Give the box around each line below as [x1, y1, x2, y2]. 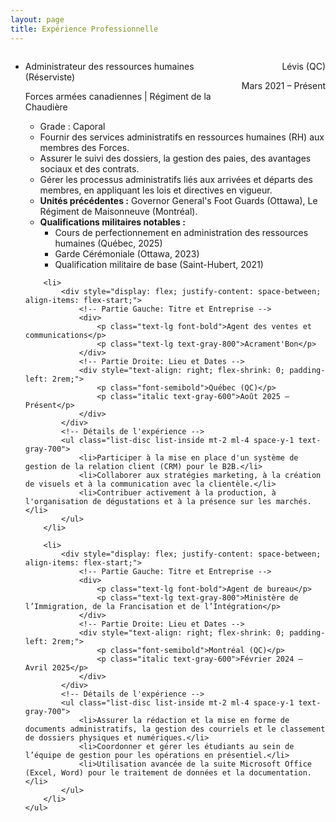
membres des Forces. [39, 141, 130, 153]
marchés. [275, 496, 312, 506]
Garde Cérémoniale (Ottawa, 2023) [54, 247, 200, 260]
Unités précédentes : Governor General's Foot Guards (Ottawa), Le [39, 194, 318, 206]
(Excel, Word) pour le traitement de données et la [24, 767, 245, 778]
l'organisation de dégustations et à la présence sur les [24, 496, 272, 506]
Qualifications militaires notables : [39, 216, 186, 228]
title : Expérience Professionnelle [10, 24, 159, 34]
